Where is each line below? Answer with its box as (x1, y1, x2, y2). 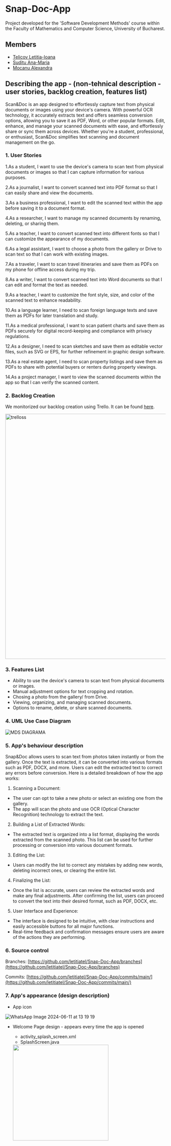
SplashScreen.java (20, 1039, 60, 1045)
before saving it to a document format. (5, 205, 86, 211)
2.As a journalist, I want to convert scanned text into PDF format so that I (5, 184, 158, 190)
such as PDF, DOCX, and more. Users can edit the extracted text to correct (5, 765, 162, 771)
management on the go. (5, 139, 55, 145)
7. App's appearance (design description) (5, 992, 110, 999)
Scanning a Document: (12, 785, 61, 792)
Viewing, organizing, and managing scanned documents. (12, 699, 132, 706)
